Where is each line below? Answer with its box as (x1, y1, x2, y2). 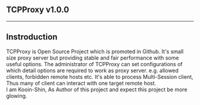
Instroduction (6, 32, 58, 42)
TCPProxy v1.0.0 (6, 5, 70, 15)
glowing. (6, 92, 27, 99)
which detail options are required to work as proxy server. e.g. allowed (6, 67, 179, 74)
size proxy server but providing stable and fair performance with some (6, 54, 179, 61)
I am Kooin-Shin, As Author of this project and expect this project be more (6, 86, 187, 93)
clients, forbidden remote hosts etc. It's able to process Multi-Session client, (6, 73, 193, 80)
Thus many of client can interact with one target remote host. (6, 79, 157, 87)
